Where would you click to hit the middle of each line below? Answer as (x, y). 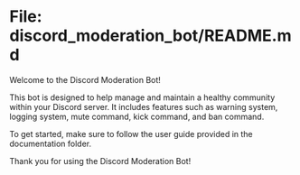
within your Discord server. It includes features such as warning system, (144, 106)
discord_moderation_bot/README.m (150, 36)
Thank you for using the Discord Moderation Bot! (100, 161)
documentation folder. (51, 143)
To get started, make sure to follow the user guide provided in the (131, 134)
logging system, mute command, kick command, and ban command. (137, 116)
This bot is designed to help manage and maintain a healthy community (142, 97)
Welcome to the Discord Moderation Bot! (85, 79)
